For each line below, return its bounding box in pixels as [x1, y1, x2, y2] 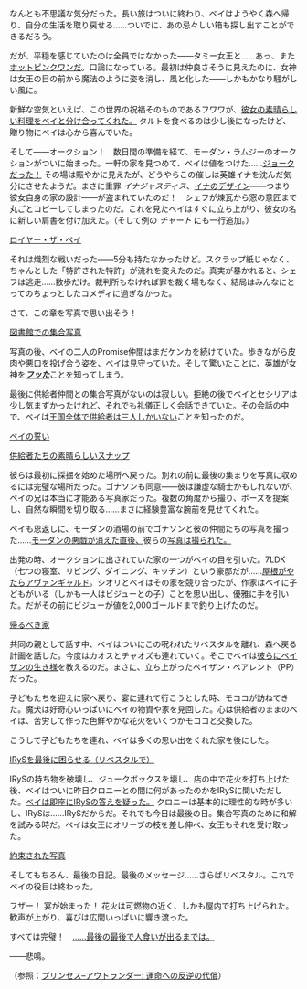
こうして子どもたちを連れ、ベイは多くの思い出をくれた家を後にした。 [9, 735, 274, 745]
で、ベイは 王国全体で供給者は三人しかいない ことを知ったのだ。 [9, 411, 249, 422]
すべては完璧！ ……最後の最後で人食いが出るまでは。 [9, 931, 215, 941]
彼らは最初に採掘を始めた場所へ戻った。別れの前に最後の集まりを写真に [9, 470, 281, 480]
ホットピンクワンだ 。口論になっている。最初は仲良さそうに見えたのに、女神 [9, 62, 297, 72]
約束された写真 [9, 850, 66, 861]
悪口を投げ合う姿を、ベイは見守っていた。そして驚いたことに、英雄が [25, 357, 290, 368]
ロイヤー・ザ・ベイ [9, 234, 82, 245]
